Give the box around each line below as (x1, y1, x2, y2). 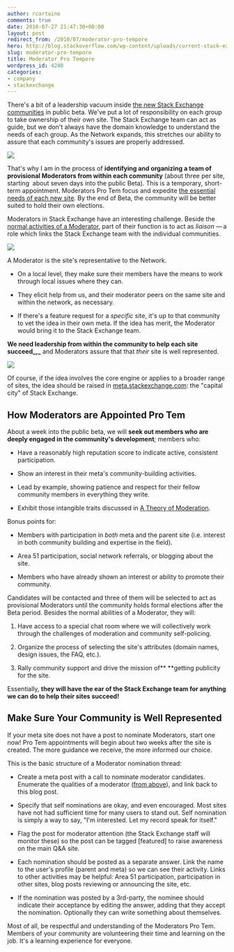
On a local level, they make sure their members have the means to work (17, 270, 223, 278)
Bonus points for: (7, 517, 57, 526)
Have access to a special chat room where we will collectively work (17, 622, 211, 630)
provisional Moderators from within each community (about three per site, (7, 172, 225, 180)
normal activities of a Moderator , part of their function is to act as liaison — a (7, 222, 227, 231)
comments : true (7, 17, 52, 24)
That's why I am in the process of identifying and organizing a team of (7, 165, 212, 173)
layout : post (7, 29, 45, 37)
